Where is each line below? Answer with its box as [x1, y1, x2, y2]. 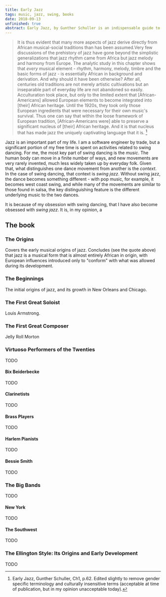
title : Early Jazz [5, 7, 43, 12]
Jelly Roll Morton [5, 334, 40, 340]
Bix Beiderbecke [5, 369, 40, 375]
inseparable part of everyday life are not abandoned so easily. [17, 87, 144, 93]
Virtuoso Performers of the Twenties [5, 346, 95, 353]
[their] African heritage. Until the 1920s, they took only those [17, 103, 141, 109]
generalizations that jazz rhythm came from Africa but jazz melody [17, 55, 153, 61]
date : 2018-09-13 [5, 16, 41, 21]
